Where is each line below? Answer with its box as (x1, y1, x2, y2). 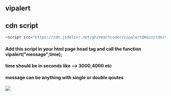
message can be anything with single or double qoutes (5, 74, 124, 80)
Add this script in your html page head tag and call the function (5, 46, 141, 52)
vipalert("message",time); (5, 51, 63, 57)
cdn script (5, 21, 39, 30)
